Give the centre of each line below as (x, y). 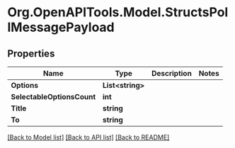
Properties (31, 53)
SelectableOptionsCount (53, 97)
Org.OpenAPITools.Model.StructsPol (118, 12)
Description (172, 73)
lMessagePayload (61, 27)
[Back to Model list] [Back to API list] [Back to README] (88, 137)
